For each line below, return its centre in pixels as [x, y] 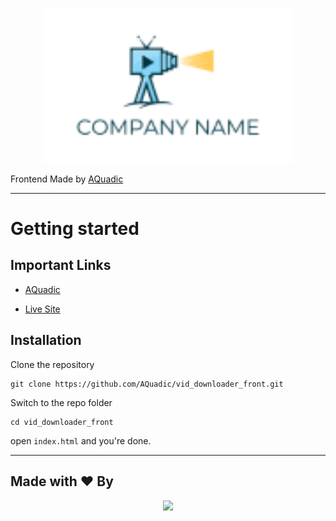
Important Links [61, 265]
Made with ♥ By [62, 481]
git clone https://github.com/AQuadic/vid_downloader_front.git [147, 384]
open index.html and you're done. [81, 440]
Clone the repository [52, 364]
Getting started [75, 229]
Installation [46, 340]
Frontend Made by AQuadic [67, 179]
